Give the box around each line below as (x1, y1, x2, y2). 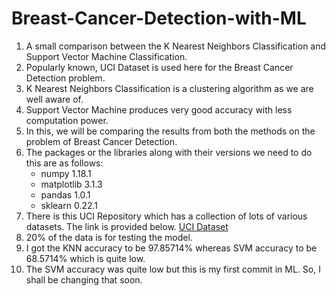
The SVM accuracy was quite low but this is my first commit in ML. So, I (25, 263, 321, 275)
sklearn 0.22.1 (40, 199, 99, 211)
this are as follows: (25, 157, 104, 169)
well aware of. (25, 93, 84, 105)
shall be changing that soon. (25, 273, 143, 286)
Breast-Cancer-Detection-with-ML (11, 7, 307, 30)
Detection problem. (25, 72, 106, 84)
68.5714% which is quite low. (25, 252, 146, 264)
